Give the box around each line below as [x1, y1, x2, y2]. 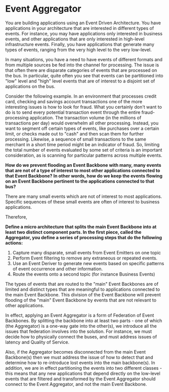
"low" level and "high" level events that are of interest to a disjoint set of [5, 78, 155, 84]
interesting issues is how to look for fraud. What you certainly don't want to [5, 104, 162, 110]
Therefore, [5, 213, 28, 220]
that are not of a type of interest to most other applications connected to [5, 167, 160, 173]
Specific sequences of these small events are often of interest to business [5, 198, 160, 205]
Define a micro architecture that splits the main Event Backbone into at [5, 224, 157, 230]
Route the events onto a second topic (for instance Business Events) [12, 271, 155, 277]
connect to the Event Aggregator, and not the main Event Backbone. [5, 381, 147, 387]
